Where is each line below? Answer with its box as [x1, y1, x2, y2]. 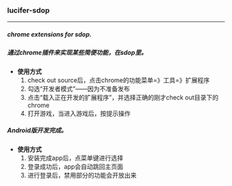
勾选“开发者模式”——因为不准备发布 [27, 84, 130, 93]
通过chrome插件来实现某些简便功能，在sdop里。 [7, 48, 148, 57]
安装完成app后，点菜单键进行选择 [27, 154, 124, 162]
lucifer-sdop [7, 6, 50, 15]
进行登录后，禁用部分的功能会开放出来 [27, 171, 137, 179]
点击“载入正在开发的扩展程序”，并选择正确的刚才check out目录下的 [27, 93, 219, 102]
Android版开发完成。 [7, 127, 68, 135]
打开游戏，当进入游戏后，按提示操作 [27, 109, 131, 118]
